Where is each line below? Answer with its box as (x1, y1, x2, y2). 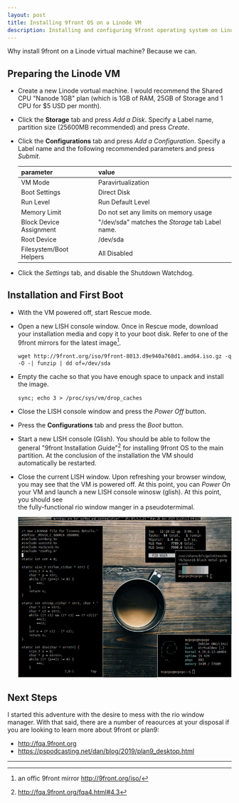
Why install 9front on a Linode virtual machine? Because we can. (7, 47, 197, 56)
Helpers (21, 253, 45, 261)
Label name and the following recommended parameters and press (17, 145, 215, 153)
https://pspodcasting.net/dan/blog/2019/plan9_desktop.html (17, 747, 194, 755)
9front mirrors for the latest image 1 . (17, 337, 122, 347)
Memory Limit (21, 207, 62, 217)
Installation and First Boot (7, 289, 124, 301)
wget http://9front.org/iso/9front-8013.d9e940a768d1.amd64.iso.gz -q (17, 353, 232, 360)
